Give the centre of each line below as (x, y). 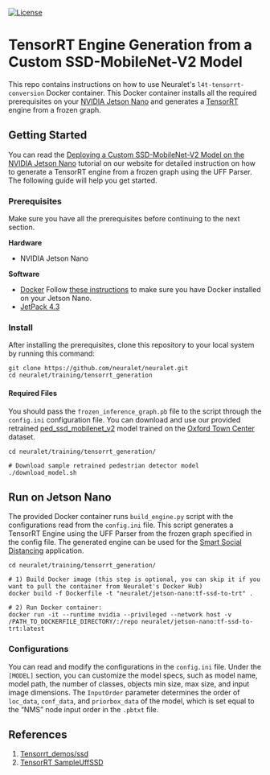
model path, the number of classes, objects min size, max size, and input (129, 683)
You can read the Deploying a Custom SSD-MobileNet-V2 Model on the (127, 155)
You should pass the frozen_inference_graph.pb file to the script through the (135, 411)
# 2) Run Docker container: (55, 608)
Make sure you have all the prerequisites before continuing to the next (124, 219)
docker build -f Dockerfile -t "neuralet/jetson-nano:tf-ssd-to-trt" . (131, 594)
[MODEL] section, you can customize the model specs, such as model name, (133, 675)
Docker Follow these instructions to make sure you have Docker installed (140, 290)
